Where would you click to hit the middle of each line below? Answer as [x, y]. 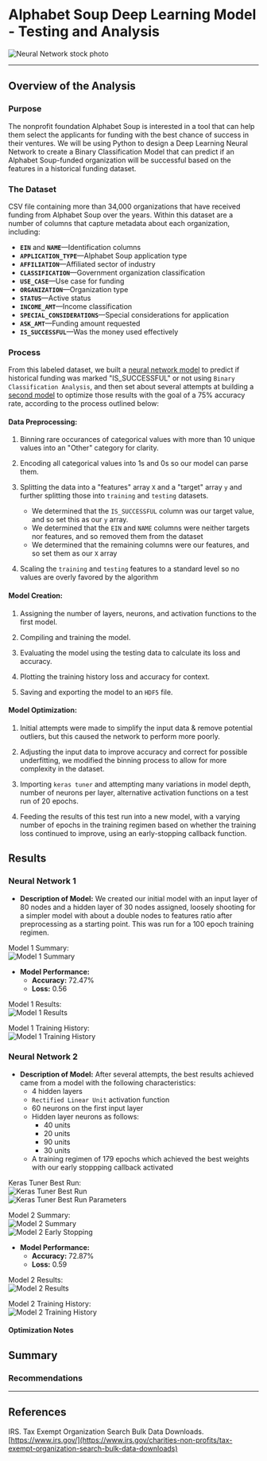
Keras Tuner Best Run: [45, 1182]
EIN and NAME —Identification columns [80, 247]
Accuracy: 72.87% [63, 1256]
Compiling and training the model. [75, 637]
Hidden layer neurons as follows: [85, 1116]
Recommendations [46, 1377]
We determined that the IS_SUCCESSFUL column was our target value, [143, 511]
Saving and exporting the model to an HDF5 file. [96, 692]
